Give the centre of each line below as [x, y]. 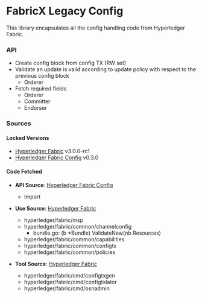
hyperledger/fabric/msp [53, 220]
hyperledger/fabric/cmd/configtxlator [70, 282]
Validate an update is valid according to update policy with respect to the [106, 69]
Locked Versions [28, 138]
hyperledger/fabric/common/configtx [70, 246]
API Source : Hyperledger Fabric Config [64, 185]
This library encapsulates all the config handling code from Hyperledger [96, 28]
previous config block [42, 76]
